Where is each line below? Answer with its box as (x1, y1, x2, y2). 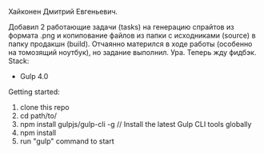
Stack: (8, 56, 30, 65)
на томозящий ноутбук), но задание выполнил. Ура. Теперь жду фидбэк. (8, 48, 257, 57)
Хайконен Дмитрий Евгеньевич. (8, 7, 118, 16)
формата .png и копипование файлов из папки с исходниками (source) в (8, 31, 256, 40)
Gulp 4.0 (19, 72, 49, 81)
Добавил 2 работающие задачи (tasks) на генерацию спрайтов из (8, 22, 234, 31)
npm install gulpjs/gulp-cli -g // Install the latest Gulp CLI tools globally (19, 120, 252, 128)
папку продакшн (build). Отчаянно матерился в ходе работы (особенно (8, 39, 253, 49)
